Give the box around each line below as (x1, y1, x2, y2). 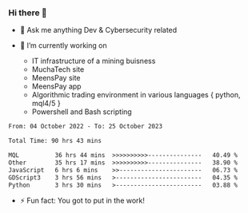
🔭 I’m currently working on (19, 41, 107, 50)
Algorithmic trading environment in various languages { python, (31, 90, 241, 100)
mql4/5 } (31, 99, 62, 108)
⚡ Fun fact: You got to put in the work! (19, 195, 146, 206)
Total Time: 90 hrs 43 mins (8, 137, 102, 145)
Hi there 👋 (8, 7, 48, 18)
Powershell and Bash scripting (31, 107, 132, 116)
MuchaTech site (31, 65, 85, 74)
